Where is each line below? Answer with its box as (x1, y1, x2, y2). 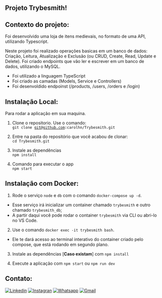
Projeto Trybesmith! (5, 4, 67, 12)
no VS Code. (12, 217, 38, 223)
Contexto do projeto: (5, 20, 69, 29)
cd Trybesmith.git (12, 139, 50, 144)
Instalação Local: (5, 98, 59, 106)
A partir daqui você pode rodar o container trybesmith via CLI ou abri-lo (12, 212, 157, 218)
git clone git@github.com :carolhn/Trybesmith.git (12, 125, 116, 130)
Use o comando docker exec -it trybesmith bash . (12, 227, 115, 233)
